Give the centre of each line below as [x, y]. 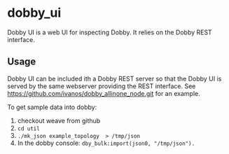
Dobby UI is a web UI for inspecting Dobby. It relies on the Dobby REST [110, 32]
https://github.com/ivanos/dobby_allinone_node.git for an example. [104, 93]
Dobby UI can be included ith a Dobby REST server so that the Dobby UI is [114, 78]
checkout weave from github [59, 120]
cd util [28, 128]
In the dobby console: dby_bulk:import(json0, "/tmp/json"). [106, 143]
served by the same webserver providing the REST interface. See [102, 86]
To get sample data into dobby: [52, 107]
